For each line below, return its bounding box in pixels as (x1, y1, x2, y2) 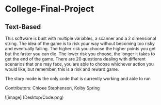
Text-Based (5, 23, 41, 31)
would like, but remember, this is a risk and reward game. (5, 66, 119, 72)
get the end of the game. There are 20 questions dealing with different (5, 56, 146, 61)
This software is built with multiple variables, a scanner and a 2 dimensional (5, 35, 156, 41)
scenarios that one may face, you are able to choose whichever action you (5, 61, 154, 67)
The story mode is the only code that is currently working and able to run (5, 76, 151, 81)
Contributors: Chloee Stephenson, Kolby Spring (5, 85, 100, 90)
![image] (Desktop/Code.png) (5, 94, 64, 100)
